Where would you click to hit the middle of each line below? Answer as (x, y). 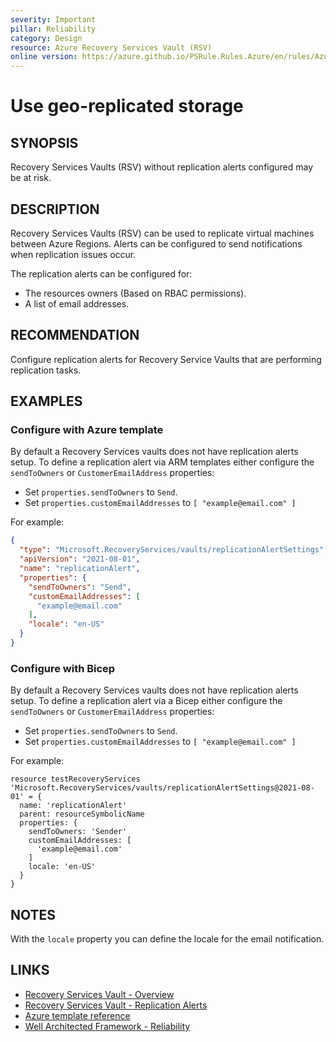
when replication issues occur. (73, 254)
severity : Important (53, 19)
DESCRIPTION (55, 209)
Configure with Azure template (87, 430)
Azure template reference (77, 1015)
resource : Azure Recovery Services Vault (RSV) (111, 47)
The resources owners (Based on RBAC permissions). (135, 293)
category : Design (46, 38)
